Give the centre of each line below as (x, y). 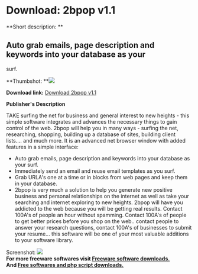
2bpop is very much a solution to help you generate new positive (93, 189)
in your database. (36, 183)
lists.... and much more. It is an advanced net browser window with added (96, 140)
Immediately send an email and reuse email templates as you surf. (95, 171)
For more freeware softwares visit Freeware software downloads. (88, 259)
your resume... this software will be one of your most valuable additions (102, 234)
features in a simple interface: (42, 147)
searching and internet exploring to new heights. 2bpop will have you (99, 202)
